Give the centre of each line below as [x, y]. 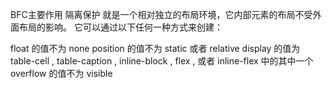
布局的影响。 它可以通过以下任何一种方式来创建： [120, 27]
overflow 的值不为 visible [61, 73]
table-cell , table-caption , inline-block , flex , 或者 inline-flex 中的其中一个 [162, 61]
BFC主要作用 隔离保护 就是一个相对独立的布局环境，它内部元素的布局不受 [161, 14]
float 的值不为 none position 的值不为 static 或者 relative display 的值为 [155, 48]
